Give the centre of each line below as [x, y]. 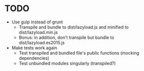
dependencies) [34, 58]
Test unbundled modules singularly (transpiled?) [67, 63]
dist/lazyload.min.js [38, 32]
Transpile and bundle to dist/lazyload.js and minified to [74, 27]
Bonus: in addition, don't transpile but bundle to [66, 37]
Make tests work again [34, 48]
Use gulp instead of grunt [37, 22]
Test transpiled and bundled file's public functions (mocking [79, 53]
